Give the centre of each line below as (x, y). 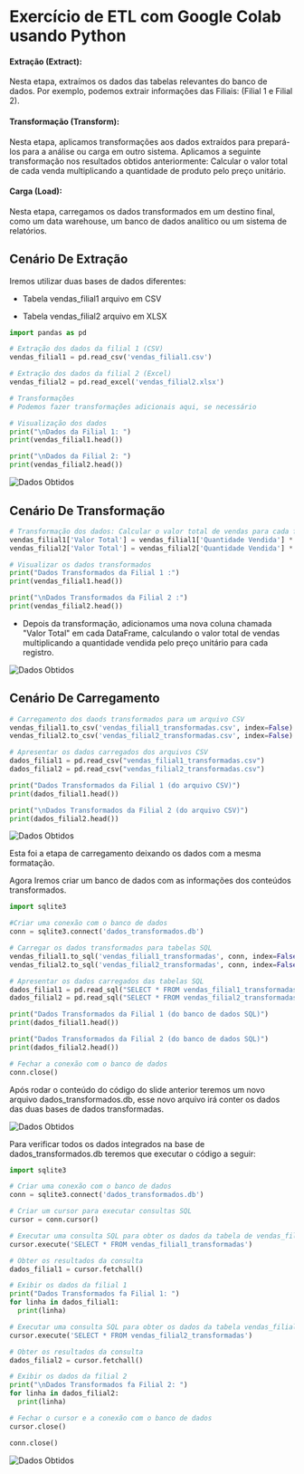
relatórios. (28, 230)
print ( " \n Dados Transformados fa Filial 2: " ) (99, 1385)
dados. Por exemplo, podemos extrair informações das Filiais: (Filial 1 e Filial (151, 91)
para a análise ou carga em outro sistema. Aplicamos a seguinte (142, 151)
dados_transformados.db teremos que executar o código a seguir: (133, 1153)
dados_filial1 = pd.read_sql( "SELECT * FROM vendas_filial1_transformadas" (155, 990)
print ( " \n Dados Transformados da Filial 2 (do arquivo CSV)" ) (129, 810)
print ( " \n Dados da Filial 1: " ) (70, 432)
